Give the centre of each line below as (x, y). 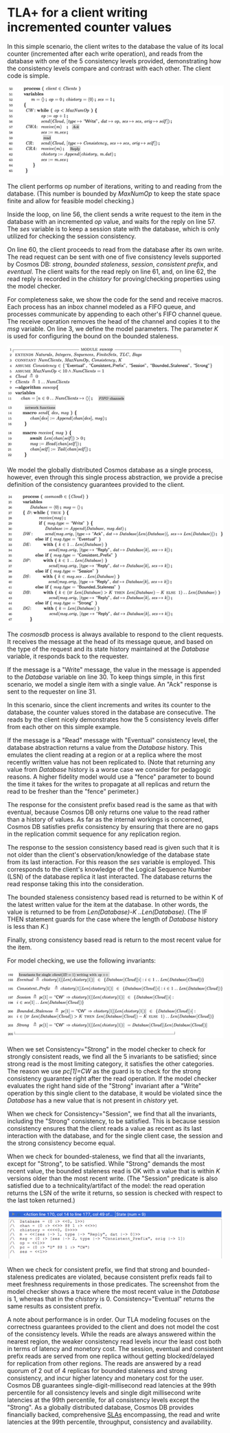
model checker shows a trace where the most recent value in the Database (114, 1291)
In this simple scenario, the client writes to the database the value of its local (115, 46)
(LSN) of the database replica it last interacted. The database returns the (110, 877)
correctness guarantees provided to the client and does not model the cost (113, 1326)
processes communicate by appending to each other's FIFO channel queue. (115, 314)
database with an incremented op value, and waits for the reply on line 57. (112, 221)
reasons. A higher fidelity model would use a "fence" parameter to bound (111, 777)
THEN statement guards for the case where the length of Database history (113, 919)
